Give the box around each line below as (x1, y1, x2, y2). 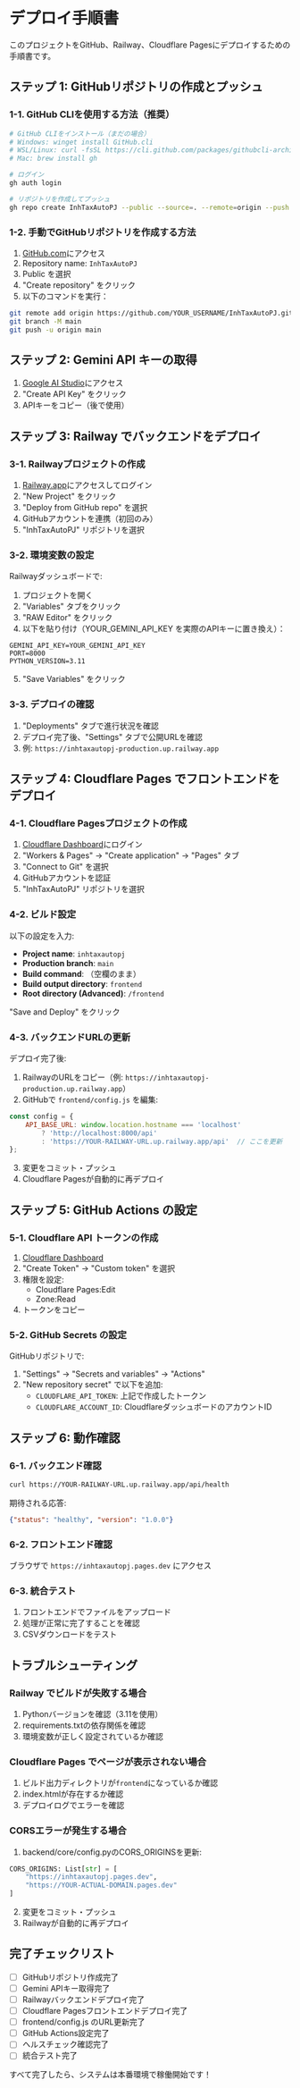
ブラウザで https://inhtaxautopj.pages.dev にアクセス (9, 1561, 212, 1571)
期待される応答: (9, 1497, 67, 1508)
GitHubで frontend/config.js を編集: (21, 1094, 159, 1105)
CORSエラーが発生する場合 (9, 1824, 127, 1837)
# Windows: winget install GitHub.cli (9, 138, 154, 147)
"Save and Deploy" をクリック (9, 1006, 121, 1017)
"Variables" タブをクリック (21, 601, 121, 612)
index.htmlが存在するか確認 (21, 1789, 124, 1799)
